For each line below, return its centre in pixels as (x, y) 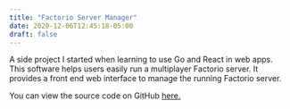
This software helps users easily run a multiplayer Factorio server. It (134, 69)
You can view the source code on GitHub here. (95, 96)
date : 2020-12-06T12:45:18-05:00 (71, 26)
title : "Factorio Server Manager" (74, 17)
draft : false (33, 34)
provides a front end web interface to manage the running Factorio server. (145, 79)
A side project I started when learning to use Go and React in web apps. (141, 60)
